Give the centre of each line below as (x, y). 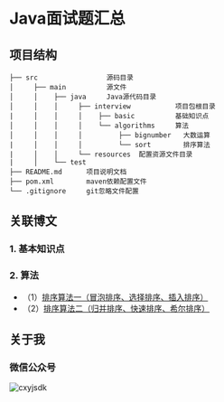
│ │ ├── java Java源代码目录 (83, 97)
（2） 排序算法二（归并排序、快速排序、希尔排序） (116, 308)
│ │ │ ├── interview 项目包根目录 (112, 107)
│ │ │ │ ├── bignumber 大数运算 (110, 136)
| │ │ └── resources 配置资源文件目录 (101, 154)
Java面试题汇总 (67, 19)
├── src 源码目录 (71, 78)
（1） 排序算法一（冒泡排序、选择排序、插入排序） (115, 297)
